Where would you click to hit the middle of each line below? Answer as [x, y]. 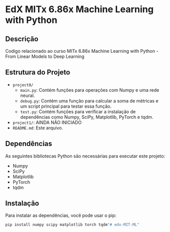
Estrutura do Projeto [38, 72]
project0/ [23, 85]
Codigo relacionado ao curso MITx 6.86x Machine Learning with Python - [82, 51]
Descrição [22, 39]
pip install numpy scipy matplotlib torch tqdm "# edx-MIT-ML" [72, 225]
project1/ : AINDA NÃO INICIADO [47, 122]
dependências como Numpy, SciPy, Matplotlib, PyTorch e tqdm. [87, 117]
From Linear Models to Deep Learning [45, 56]
